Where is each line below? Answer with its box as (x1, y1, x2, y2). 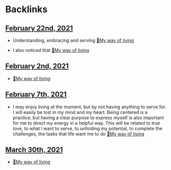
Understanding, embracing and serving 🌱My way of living (12, 37, 134, 43)
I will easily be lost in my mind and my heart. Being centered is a (12, 109, 148, 115)
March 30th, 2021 (5, 146, 63, 154)
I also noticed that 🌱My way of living (12, 47, 89, 53)
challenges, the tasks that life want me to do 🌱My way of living (12, 131, 144, 137)
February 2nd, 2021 (5, 62, 69, 71)
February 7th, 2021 (5, 90, 67, 99)
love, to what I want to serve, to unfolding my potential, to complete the (12, 125, 162, 131)
